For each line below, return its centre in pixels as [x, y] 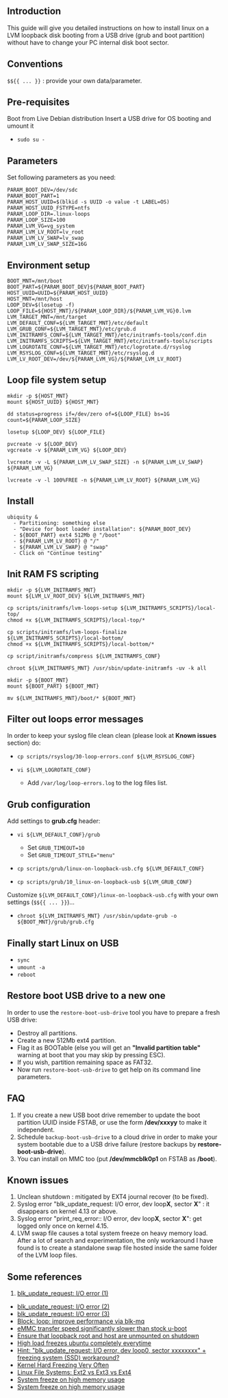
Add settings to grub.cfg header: [54, 821]
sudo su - [31, 140]
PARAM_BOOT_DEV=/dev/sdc [42, 190]
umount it [21, 126]
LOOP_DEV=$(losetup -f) [41, 305]
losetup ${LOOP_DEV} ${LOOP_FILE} [56, 432]
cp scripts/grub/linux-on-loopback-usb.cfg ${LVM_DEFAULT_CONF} [111, 869]
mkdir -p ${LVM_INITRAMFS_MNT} [52, 590]
